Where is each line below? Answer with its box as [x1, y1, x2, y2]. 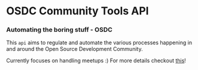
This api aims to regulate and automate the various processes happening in [6, 39, 193, 46]
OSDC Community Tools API [6, 4, 149, 18]
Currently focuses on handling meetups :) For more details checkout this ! [6, 57, 187, 64]
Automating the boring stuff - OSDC [6, 26, 112, 34]
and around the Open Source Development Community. [6, 45, 143, 53]
